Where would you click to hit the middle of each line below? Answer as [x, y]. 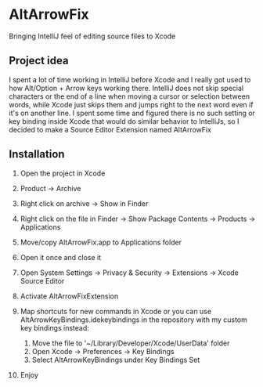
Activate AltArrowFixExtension [69, 296]
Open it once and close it [61, 257]
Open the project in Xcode [63, 173]
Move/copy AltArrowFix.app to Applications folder [101, 242]
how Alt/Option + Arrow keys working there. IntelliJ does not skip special [126, 88]
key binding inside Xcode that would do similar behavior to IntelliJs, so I [124, 121]
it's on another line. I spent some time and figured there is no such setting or [132, 113]
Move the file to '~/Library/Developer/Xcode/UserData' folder [131, 343]
